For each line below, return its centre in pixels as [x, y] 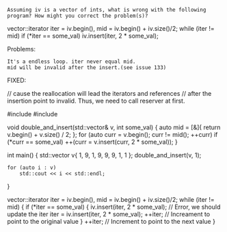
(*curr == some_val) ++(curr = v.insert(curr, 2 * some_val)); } [92, 142]
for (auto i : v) [32, 168]
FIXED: [17, 80]
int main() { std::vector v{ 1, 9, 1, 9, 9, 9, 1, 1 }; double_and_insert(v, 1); [104, 155]
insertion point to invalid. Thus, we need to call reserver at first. [96, 101]
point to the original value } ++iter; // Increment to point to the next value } [111, 221]
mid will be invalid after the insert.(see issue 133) [87, 68]
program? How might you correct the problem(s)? [78, 16]
